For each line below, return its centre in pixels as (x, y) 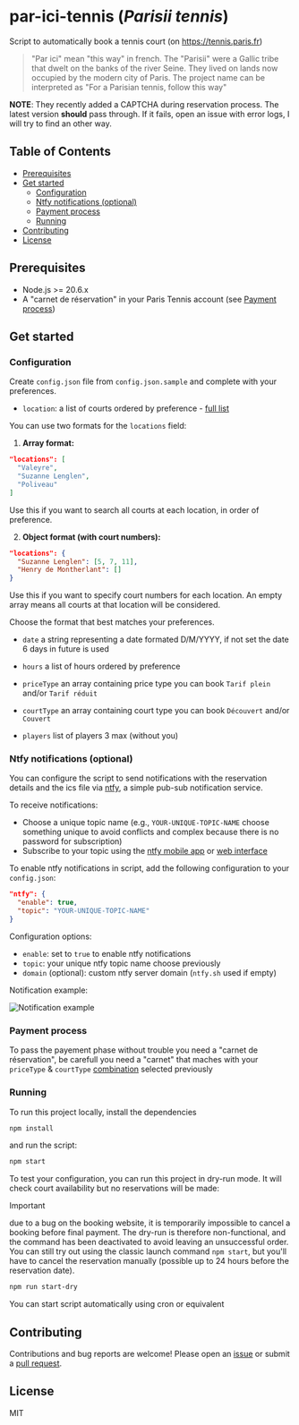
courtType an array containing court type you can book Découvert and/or (156, 711)
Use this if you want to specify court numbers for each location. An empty (146, 595)
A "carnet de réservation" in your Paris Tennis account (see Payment (149, 299)
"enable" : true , (47, 903)
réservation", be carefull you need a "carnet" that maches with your (134, 1060)
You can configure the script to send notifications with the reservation (138, 778)
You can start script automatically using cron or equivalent (117, 1304)
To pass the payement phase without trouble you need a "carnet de (133, 1050)
